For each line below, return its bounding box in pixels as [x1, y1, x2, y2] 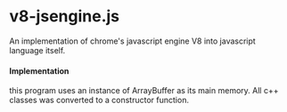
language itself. [9, 44, 66, 55]
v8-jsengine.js [9, 6, 120, 27]
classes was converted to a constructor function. [9, 95, 190, 106]
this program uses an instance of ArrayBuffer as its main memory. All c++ [9, 85, 279, 96]
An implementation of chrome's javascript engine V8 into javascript [9, 36, 256, 46]
